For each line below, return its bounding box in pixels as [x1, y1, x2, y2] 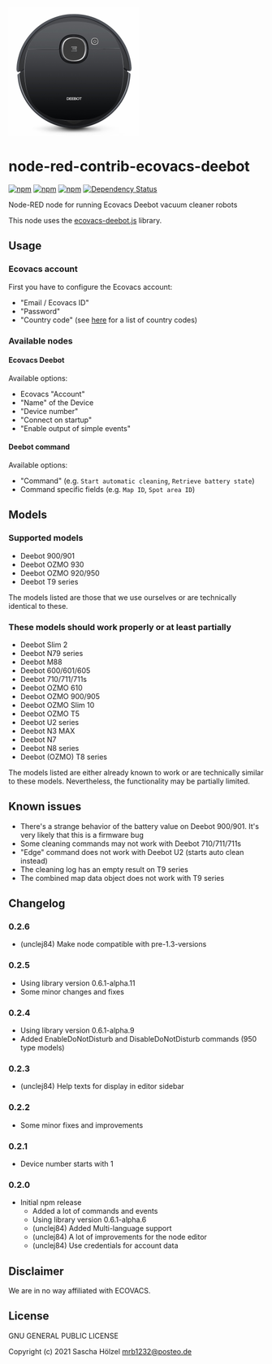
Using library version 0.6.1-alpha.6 [32, 1215, 147, 1224]
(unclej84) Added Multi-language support [32, 1224, 172, 1233]
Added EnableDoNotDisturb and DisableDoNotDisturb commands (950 [19, 1034, 257, 1044]
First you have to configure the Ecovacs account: [8, 282, 173, 291]
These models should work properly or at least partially [8, 621, 231, 632]
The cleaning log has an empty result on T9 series [19, 864, 188, 874]
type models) [19, 1042, 65, 1053]
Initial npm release [19, 1198, 82, 1207]
